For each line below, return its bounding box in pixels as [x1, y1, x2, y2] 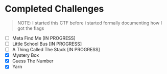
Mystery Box [12, 52, 39, 58]
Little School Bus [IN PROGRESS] [12, 41, 82, 47]
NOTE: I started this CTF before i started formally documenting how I [17, 20, 162, 26]
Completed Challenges [5, 3, 104, 15]
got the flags [17, 25, 44, 31]
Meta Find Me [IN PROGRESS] [12, 35, 76, 41]
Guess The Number [12, 58, 54, 64]
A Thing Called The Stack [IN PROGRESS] [12, 47, 100, 53]
